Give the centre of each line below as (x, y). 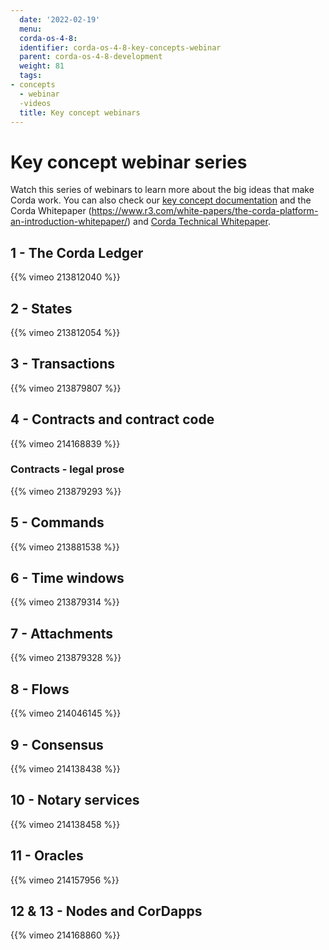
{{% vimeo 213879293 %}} (66, 491)
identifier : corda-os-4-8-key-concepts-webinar (120, 47)
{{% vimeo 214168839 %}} (65, 443)
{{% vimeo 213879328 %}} (66, 658)
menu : (31, 29)
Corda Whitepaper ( (51, 211)
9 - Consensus (57, 744)
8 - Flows (40, 689)
